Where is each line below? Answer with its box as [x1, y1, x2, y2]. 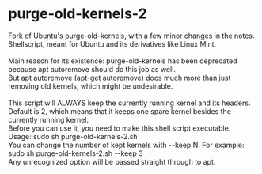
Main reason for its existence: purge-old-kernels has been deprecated [8, 56, 237, 66]
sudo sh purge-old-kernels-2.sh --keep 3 [8, 148, 144, 158]
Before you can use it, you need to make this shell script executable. [8, 123, 231, 133]
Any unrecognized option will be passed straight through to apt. [8, 157, 216, 166]
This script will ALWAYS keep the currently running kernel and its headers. [8, 98, 251, 108]
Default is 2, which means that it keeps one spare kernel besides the [8, 106, 232, 115]
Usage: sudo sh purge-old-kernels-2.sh [8, 131, 138, 141]
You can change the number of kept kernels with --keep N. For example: [8, 140, 245, 149]
